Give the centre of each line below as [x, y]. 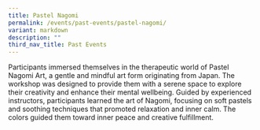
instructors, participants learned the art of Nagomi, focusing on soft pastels [130, 101]
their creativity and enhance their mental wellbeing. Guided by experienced [130, 92]
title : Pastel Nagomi [44, 15]
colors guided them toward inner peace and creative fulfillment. [111, 117]
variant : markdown [38, 30]
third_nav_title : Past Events [58, 45]
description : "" [35, 37]
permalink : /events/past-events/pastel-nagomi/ [88, 23]
